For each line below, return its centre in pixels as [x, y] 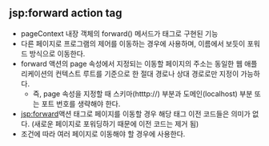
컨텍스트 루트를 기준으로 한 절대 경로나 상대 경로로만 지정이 [147, 73]
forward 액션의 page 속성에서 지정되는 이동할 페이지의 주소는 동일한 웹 [132, 63]
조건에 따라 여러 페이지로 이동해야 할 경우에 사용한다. [103, 134]
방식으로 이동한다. [57, 53]
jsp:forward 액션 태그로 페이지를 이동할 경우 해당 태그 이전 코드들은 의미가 [135, 114]
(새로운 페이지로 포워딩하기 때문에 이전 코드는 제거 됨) [115, 124]
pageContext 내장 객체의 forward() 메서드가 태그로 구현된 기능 [119, 33]
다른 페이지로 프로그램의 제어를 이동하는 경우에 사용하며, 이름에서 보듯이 [133, 43]
